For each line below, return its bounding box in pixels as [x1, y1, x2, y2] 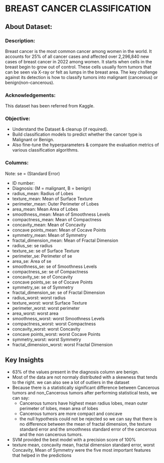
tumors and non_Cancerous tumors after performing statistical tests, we [12, 389, 158, 395]
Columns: [5, 159, 29, 166]
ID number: [12, 180, 35, 186]
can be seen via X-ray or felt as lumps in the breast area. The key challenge [5, 69, 158, 75]
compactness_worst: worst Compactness [12, 321, 96, 327]
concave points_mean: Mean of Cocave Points [12, 227, 106, 233]
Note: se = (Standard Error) [5, 170, 60, 177]
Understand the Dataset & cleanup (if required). [12, 126, 109, 132]
